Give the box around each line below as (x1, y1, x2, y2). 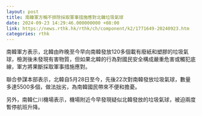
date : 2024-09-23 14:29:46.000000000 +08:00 (6, 20, 120, 26)
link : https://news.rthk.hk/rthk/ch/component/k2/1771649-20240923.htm (6, 25, 189, 32)
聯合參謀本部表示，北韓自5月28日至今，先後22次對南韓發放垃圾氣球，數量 (6, 76, 191, 83)
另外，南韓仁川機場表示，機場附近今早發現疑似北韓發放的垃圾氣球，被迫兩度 (6, 96, 196, 103)
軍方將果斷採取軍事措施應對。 (16, 63, 91, 71)
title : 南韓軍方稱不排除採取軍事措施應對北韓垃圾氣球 (6, 14, 124, 20)
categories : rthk (6, 31, 50, 37)
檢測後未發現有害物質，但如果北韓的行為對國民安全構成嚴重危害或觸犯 (16, 56, 191, 63)
